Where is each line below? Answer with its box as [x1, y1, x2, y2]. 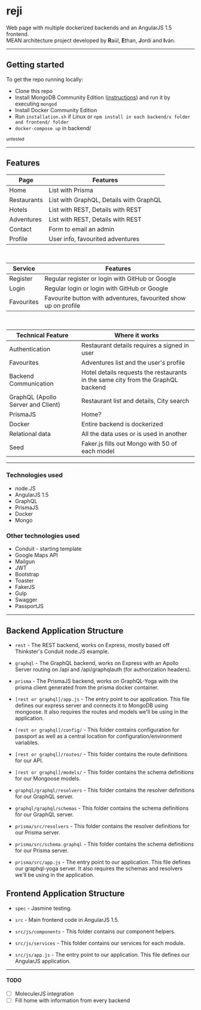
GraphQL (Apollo [9, 393, 57, 401]
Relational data [9, 429, 51, 438]
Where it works [114, 331, 159, 339]
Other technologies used [6, 531, 80, 540]
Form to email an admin [48, 225, 115, 233]
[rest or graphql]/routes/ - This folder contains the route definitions [14, 750, 187, 757]
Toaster [14, 577, 34, 584]
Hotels [9, 205, 28, 214]
